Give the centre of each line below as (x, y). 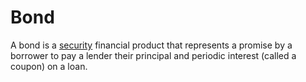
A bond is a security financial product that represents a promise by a (151, 45)
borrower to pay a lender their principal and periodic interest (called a (153, 55)
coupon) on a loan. (49, 66)
